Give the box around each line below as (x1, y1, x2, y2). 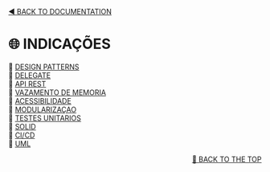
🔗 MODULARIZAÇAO (8, 104, 77, 114)
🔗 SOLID (8, 121, 36, 131)
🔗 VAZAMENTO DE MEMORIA (8, 88, 107, 97)
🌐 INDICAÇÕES (8, 35, 111, 53)
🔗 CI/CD (8, 130, 35, 140)
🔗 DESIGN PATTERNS (8, 62, 80, 72)
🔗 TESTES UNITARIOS (8, 113, 82, 123)
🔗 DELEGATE (8, 70, 51, 80)
